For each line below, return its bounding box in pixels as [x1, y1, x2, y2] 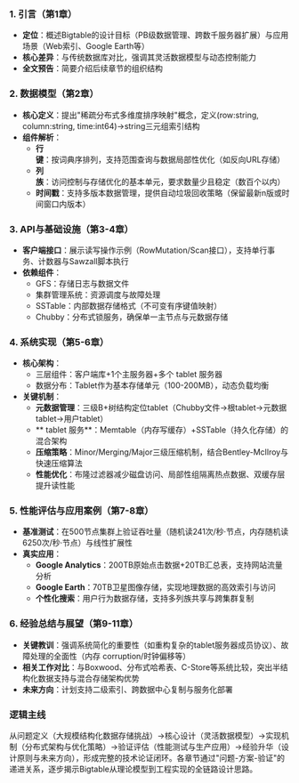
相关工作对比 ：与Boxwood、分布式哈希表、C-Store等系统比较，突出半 [21, 661, 280, 673]
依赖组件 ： [21, 267, 62, 278]
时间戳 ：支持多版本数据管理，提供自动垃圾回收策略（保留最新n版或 [35, 187, 282, 198]
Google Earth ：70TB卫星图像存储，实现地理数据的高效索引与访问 [35, 582, 276, 593]
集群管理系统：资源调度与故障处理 [35, 289, 161, 300]
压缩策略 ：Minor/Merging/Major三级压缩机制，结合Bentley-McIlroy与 [35, 447, 289, 457]
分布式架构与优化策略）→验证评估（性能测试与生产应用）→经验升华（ [24, 741, 282, 753]
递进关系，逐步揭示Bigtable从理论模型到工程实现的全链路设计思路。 [9, 763, 258, 775]
